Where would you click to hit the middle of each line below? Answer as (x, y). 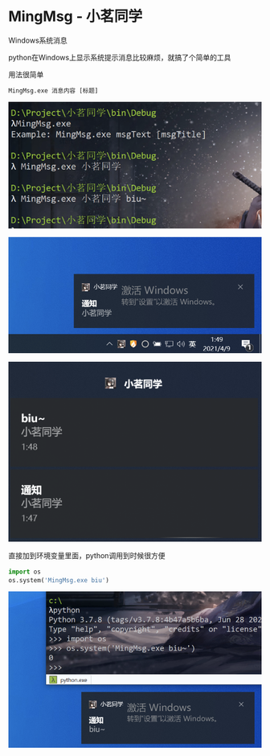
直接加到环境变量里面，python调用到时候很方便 (87, 556)
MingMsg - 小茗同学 (76, 16)
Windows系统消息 (38, 40)
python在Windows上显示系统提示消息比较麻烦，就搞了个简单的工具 (120, 57)
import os (25, 572)
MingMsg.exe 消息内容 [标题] (53, 90)
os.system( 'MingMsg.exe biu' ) (59, 580)
